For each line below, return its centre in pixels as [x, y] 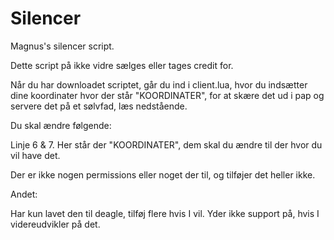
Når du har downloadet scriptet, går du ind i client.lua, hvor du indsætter [159, 84]
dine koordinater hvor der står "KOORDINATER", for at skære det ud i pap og [167, 95]
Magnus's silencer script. [62, 46]
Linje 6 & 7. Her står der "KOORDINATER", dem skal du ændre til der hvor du [166, 144]
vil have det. [35, 155]
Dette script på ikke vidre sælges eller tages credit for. [122, 65]
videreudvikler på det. [55, 224]
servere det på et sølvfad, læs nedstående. [99, 106]
